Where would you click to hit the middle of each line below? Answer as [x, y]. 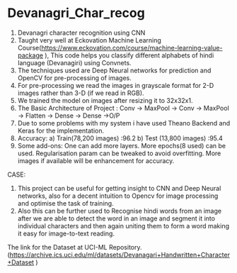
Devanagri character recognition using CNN [81, 33]
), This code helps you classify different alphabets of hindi [129, 55]
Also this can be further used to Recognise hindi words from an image [119, 211]
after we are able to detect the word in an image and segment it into [116, 218]
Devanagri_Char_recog [76, 13]
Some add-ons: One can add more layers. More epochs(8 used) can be [122, 145]
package [30, 55]
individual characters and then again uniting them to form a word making [123, 225]
